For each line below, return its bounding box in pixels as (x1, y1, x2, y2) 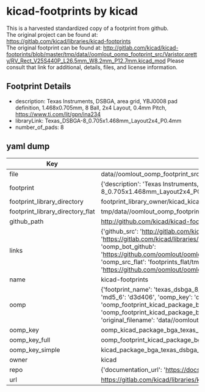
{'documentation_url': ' (100, 365, 166, 374)
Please (167, 57, 184, 64)
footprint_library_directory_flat (9, 207, 95, 215)
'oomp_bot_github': (100, 242, 156, 251)
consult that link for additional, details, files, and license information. (6, 63, 178, 71)
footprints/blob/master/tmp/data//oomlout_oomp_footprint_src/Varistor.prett (6, 50, 197, 57)
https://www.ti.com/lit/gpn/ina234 (15, 110, 101, 117)
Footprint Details (6, 81, 71, 92)
